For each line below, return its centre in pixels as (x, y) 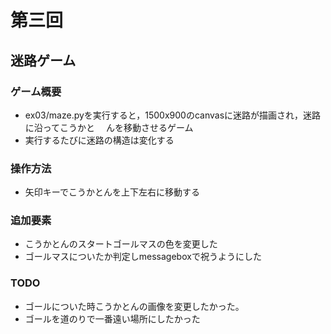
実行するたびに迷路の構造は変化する (99, 140)
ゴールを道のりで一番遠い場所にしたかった (112, 318)
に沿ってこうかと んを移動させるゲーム (109, 127)
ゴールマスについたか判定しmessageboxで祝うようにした (143, 257)
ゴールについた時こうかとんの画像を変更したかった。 (134, 306)
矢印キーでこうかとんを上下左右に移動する (112, 192)
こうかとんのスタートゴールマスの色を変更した (121, 244)
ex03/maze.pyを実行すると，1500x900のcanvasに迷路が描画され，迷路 (173, 115)
